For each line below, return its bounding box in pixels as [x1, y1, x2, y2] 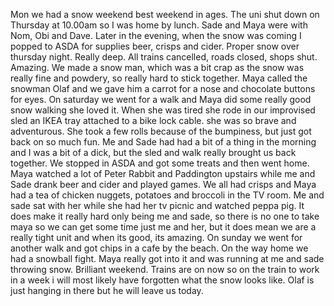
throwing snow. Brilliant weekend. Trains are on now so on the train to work [10, 264, 320, 275]
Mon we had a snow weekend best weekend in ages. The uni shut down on [10, 9, 320, 20]
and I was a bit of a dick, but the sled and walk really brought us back [10, 147, 297, 158]
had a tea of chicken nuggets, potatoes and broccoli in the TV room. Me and [10, 189, 325, 201]
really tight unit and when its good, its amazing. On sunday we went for [10, 232, 303, 243]
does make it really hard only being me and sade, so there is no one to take [10, 210, 320, 222]
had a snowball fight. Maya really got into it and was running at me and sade [10, 253, 325, 264]
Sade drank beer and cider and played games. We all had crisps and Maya [10, 179, 317, 190]
